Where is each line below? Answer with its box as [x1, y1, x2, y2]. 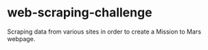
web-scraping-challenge [7, 5, 152, 21]
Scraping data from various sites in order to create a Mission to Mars [7, 27, 201, 36]
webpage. [7, 34, 36, 42]
